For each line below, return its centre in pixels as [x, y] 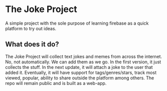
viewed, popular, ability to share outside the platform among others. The [80, 78]
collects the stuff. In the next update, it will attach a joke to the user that [79, 67]
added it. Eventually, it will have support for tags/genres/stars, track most [81, 72]
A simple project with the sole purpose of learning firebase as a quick [77, 23]
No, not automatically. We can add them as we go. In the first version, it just [83, 62]
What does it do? [32, 44]
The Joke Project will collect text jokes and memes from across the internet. [83, 56]
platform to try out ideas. [31, 28]
